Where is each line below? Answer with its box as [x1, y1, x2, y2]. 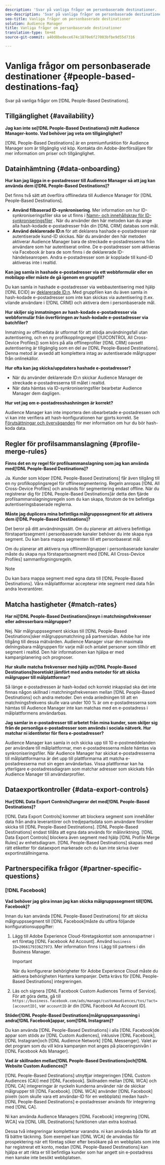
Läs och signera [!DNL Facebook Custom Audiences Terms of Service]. [12, 988, 157, 994]
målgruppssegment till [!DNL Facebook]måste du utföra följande [5, 918, 135, 924]
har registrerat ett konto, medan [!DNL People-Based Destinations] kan [5, 1144, 148, 1150]
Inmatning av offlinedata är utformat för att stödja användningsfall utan [5, 329, 148, 336]
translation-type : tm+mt [5, 30, 56, 35]
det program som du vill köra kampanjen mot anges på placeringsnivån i [5, 1043, 151, 1049]
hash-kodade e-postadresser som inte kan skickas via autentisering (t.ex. [5, 295, 154, 301]
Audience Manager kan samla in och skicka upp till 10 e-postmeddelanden [5, 740, 156, 746]
